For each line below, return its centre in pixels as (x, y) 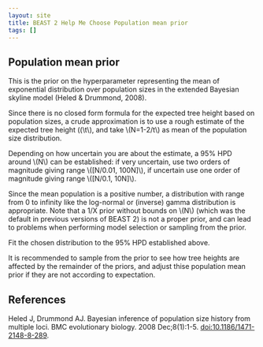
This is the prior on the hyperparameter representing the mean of (114, 81)
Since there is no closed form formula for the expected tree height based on (131, 113)
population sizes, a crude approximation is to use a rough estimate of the (126, 121)
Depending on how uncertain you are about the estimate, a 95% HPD (120, 154)
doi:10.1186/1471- (228, 327)
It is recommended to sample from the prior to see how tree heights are (124, 258)
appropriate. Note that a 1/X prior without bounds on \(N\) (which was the (127, 211)
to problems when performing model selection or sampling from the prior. (127, 228)
